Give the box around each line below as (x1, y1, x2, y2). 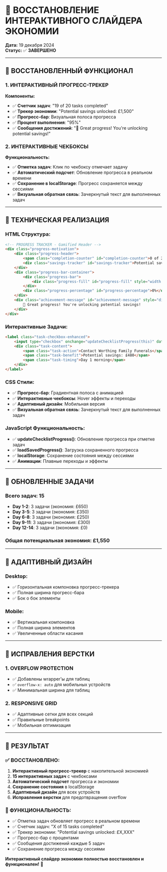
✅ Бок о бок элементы (12, 595, 61, 601)
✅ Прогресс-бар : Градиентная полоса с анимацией (12, 390, 124, 396)
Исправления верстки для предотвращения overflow (12, 794, 127, 800)
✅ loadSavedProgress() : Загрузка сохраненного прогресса (12, 447, 139, 453)
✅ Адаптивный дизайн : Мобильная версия (12, 401, 105, 407)
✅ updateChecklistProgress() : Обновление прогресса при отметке (12, 436, 155, 442)
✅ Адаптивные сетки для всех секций (12, 711, 93, 717)
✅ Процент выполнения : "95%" (12, 119, 81, 125)
